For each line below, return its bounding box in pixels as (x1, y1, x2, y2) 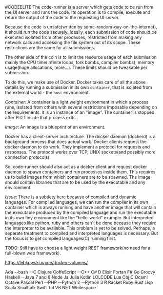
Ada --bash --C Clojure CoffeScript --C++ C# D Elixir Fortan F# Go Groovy (5, 269, 155, 275)
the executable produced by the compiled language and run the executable (5, 210, 156, 215)
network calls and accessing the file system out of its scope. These (5, 40, 141, 45)
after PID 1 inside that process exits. (5, 115, 77, 120)
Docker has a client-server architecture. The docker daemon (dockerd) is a (5, 134, 156, 139)
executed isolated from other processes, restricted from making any (5, 34, 142, 40)
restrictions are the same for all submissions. (5, 45, 95, 50)
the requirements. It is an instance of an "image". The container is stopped (5, 109, 155, 115)
